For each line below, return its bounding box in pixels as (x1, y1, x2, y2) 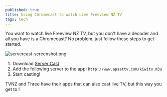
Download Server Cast (12, 61, 59, 67)
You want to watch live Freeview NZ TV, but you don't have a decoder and (5, 31, 158, 37)
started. (5, 41, 22, 47)
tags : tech (5, 17, 28, 22)
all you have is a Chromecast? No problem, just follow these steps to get (5, 36, 154, 42)
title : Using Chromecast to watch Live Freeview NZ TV (5, 12, 122, 17)
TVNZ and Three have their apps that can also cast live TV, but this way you (5, 81, 162, 87)
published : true (5, 7, 39, 13)
